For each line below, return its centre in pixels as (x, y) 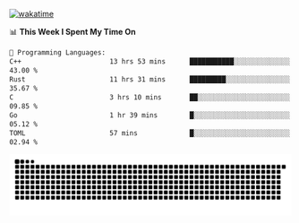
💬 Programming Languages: (57, 53)
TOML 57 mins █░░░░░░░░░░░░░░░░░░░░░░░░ (150, 133)
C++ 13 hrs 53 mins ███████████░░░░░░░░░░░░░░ (150, 62)
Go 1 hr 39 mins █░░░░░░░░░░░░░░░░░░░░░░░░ (150, 116)
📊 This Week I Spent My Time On (73, 32)
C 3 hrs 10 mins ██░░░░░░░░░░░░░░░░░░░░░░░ (150, 98)
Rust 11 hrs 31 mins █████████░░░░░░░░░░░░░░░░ (150, 80)
